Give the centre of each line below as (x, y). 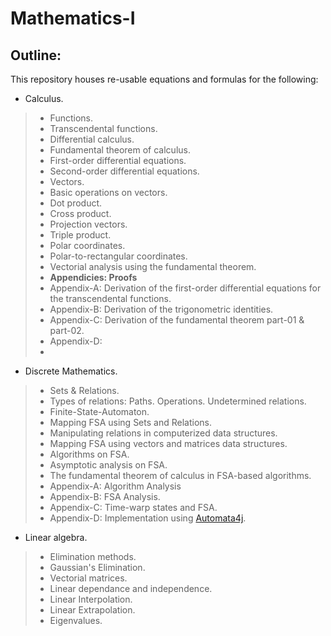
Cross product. (80, 213)
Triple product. (80, 235)
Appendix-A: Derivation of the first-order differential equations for (185, 288)
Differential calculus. (92, 139)
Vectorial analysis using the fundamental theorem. (153, 266)
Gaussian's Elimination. (97, 567)
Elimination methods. (93, 556)
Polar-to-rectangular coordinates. (118, 256)
